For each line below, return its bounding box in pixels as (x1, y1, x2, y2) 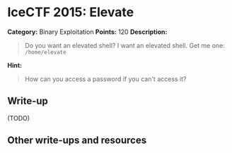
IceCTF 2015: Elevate (7, 4, 134, 20)
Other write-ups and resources (7, 135, 147, 147)
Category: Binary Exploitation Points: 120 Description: (7, 27, 168, 36)
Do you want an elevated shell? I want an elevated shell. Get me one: (24, 41, 225, 49)
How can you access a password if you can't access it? (24, 75, 187, 83)
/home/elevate (24, 49, 66, 56)
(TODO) (7, 114, 30, 122)
